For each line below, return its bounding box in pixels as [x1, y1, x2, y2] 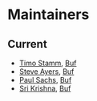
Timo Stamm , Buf [18, 58, 77, 68]
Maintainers [7, 6, 90, 24]
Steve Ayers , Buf [18, 67, 75, 76]
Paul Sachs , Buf [18, 76, 72, 84]
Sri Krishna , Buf [18, 84, 71, 93]
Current [7, 37, 47, 51]
